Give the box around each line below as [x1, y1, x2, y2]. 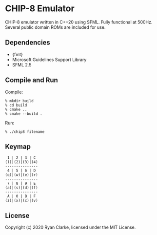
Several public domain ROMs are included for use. [5, 24, 106, 30]
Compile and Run [5, 76, 59, 85]
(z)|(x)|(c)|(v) [5, 198, 38, 203]
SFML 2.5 [12, 62, 32, 67]
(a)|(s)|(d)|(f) [5, 185, 38, 191]
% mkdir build [5, 98, 34, 103]
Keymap [5, 142, 31, 150]
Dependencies [5, 39, 50, 47]
